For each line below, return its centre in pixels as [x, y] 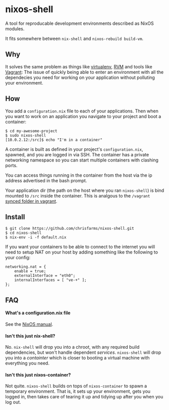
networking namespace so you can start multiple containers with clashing [82, 160]
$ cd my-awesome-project [31, 131]
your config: [18, 258]
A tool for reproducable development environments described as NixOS [79, 23]
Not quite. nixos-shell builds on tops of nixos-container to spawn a [76, 386]
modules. [15, 28]
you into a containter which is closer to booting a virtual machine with [77, 358]
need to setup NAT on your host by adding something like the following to [81, 252]
